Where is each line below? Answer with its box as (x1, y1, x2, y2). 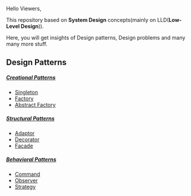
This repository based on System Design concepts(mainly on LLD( (6, 17, 169, 23)
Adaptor (14, 130, 35, 137)
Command (14, 171, 40, 178)
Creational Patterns (6, 74, 56, 81)
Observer (14, 177, 38, 184)
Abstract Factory (14, 102, 56, 109)
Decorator (14, 136, 40, 143)
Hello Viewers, (6, 5, 41, 12)
